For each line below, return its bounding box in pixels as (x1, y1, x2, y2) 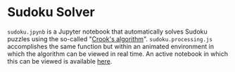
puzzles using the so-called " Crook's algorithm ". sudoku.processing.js (7, 34, 213, 43)
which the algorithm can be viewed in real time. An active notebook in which (7, 50, 229, 58)
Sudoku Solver (7, 4, 95, 20)
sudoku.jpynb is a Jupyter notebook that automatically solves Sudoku (7, 27, 208, 36)
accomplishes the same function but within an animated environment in (7, 42, 215, 50)
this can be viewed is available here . (7, 57, 113, 65)
